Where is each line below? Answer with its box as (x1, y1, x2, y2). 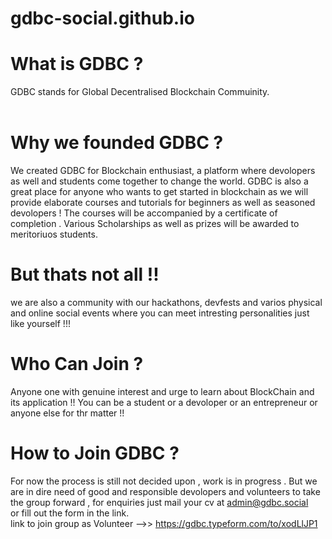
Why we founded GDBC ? (10, 132, 224, 154)
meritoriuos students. (10, 228, 98, 241)
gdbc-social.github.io (10, 7, 195, 30)
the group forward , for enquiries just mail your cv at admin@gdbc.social (10, 496, 309, 508)
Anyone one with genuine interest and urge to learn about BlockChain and (10, 385, 315, 397)
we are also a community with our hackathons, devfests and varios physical (10, 297, 323, 308)
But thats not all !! (10, 263, 160, 286)
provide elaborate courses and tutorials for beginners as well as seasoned (10, 197, 316, 209)
